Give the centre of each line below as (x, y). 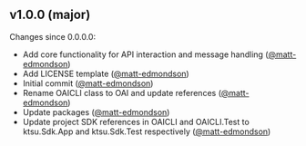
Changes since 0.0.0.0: (53, 36)
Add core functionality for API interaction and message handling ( (145, 54)
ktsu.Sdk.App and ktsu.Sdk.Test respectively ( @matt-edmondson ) (147, 131)
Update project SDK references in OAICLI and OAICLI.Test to (136, 122)
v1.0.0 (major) (50, 15)
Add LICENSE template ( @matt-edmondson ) (106, 73)
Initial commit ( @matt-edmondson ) (88, 83)
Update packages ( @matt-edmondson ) (96, 112)
